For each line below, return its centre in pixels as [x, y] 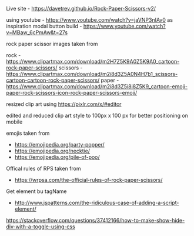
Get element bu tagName [36, 191]
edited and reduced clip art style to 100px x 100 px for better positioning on [97, 115]
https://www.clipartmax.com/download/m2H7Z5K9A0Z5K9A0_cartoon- [93, 62]
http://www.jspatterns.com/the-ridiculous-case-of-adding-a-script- [97, 203]
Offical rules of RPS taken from [44, 168]
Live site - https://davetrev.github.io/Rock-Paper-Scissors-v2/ [81, 9]
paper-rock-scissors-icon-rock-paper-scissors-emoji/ [72, 93]
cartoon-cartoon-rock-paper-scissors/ [53, 80]
